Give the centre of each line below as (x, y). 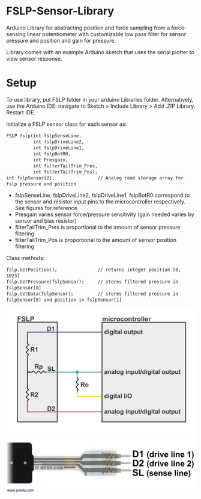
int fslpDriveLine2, (58, 142)
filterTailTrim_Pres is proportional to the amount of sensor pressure (98, 227)
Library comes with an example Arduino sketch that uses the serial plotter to (100, 52)
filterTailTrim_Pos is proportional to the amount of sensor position (96, 240)
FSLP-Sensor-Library (60, 11)
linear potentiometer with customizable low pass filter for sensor (106, 34)
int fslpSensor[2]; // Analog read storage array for (95, 178)
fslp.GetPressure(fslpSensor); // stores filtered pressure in (92, 282)
